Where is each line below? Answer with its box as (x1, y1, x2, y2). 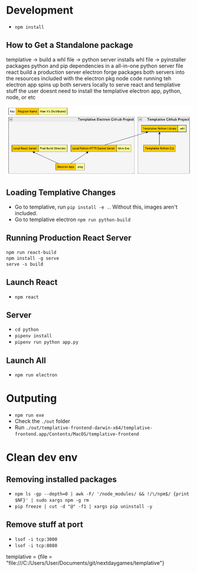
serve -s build (6, 261, 44, 267)
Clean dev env (6, 451, 78, 464)
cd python (14, 327, 40, 333)
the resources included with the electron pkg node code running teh (6, 74, 172, 82)
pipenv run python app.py (14, 339, 78, 346)
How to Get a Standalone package (6, 40, 134, 50)
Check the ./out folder (14, 418, 71, 425)
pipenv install (14, 333, 52, 339)
